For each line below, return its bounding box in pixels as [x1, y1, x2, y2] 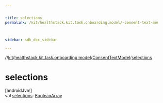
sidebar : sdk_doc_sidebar [5, 37, 57, 42]
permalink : [5, 20, 27, 25]
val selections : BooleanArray [5, 93, 62, 99]
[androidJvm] [5, 88, 33, 93]
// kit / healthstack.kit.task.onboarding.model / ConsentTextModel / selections [5, 55, 152, 60]
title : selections [5, 15, 42, 20]
